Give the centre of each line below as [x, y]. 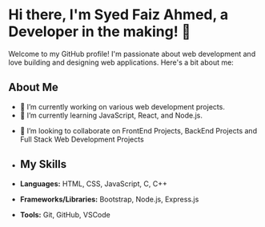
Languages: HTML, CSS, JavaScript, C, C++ [94, 183]
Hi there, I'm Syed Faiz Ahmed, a [118, 15]
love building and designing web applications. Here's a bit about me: [121, 62]
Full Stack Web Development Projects [82, 139]
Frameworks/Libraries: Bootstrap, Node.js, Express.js [109, 199]
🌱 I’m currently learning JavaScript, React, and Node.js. [111, 115]
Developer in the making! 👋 [100, 32]
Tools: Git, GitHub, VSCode [65, 214]
